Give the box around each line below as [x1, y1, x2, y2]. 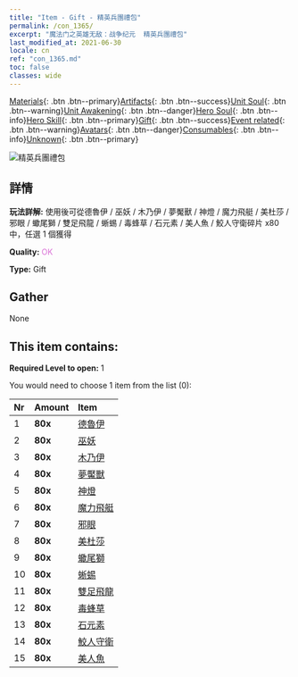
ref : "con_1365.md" [9, 54, 82, 63]
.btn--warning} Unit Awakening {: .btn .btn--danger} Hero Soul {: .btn [9, 104, 255, 116]
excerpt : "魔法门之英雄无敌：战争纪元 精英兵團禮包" [9, 29, 188, 38]
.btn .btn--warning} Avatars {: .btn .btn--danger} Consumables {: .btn [9, 124, 256, 135]
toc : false [9, 63, 50, 72]
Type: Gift [9, 263, 46, 274]
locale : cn [9, 46, 50, 55]
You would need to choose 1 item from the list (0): [9, 380, 192, 391]
